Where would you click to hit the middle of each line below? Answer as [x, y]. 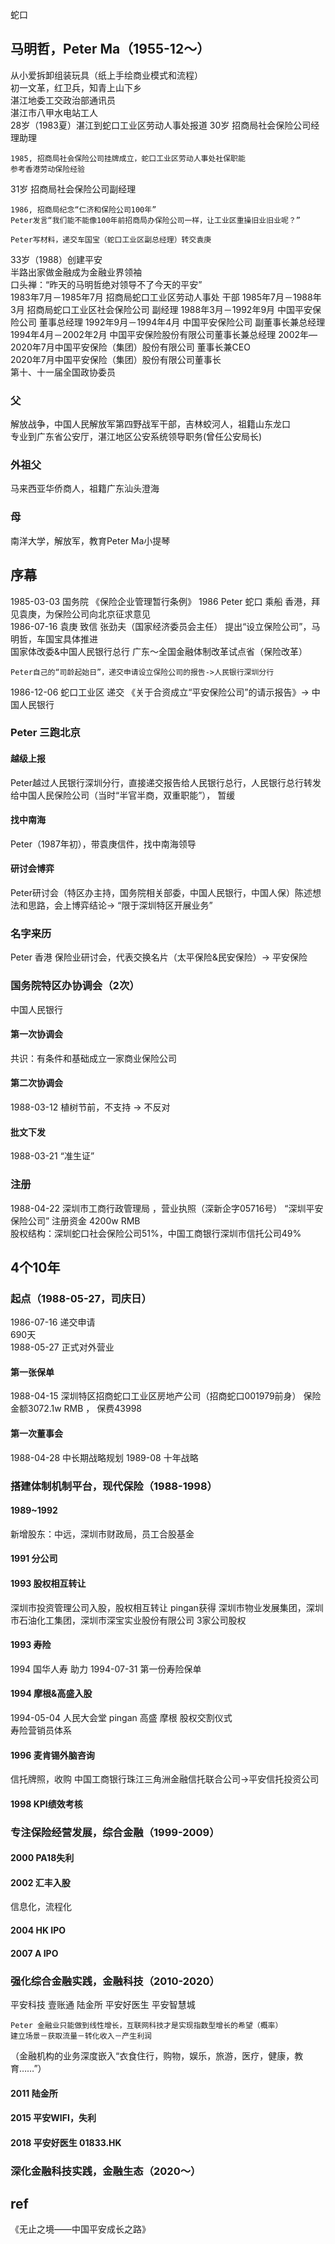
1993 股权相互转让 [48, 1583]
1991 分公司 [34, 1559]
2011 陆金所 [34, 2093]
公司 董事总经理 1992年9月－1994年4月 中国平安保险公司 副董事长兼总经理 [172, 322]
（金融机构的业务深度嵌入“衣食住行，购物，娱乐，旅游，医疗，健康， [152, 2055]
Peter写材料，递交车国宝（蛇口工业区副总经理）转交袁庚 [111, 239]
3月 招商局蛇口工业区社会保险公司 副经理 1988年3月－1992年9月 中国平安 [161, 309]
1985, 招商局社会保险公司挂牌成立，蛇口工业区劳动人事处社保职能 [128, 158]
